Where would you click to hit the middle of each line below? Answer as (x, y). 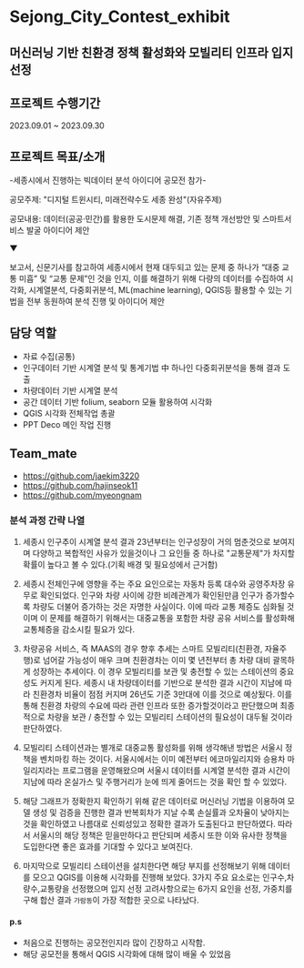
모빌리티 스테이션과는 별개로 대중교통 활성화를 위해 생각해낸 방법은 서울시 (153, 748)
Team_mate (43, 454)
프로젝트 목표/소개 (57, 156)
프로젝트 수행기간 (55, 103)
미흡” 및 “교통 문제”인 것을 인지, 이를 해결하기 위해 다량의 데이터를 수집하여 (151, 278)
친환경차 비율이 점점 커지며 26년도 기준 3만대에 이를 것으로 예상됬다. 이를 (162, 694)
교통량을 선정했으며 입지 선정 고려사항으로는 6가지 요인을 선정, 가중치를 (166, 889)
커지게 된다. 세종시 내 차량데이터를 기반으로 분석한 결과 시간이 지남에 (161, 683)
